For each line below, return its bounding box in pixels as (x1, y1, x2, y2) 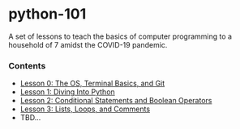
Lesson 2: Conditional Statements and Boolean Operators (19, 96, 212, 106)
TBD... (19, 113, 41, 123)
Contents (8, 60, 46, 71)
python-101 (8, 5, 87, 23)
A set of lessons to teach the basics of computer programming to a (8, 31, 233, 41)
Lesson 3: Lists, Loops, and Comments (19, 104, 151, 114)
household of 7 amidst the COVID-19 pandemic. (8, 40, 168, 49)
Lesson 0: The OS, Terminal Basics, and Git (19, 78, 165, 89)
